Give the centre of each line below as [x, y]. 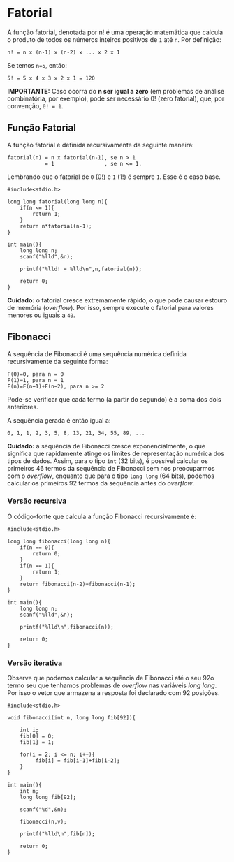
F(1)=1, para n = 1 [36, 380]
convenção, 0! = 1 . [35, 105]
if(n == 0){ [37, 547]
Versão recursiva [37, 501]
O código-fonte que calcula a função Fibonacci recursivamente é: [102, 516]
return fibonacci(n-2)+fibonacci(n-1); [78, 584]
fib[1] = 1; [37, 743]
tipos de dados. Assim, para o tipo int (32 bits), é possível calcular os [108, 461]
